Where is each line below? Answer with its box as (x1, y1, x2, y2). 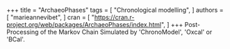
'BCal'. (6, 35, 25, 43)
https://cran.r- (94, 13, 135, 21)
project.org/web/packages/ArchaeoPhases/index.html (6, 21, 161, 28)
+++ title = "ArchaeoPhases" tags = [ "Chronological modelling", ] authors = (6, 6, 224, 14)
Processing (6, 28, 39, 36)
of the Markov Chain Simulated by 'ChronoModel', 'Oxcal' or (40, 28, 213, 36)
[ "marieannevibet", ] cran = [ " (6, 13, 95, 21)
